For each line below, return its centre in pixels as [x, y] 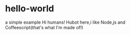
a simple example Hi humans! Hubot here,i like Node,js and [65, 22]
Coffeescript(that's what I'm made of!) [44, 27]
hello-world [30, 9]
